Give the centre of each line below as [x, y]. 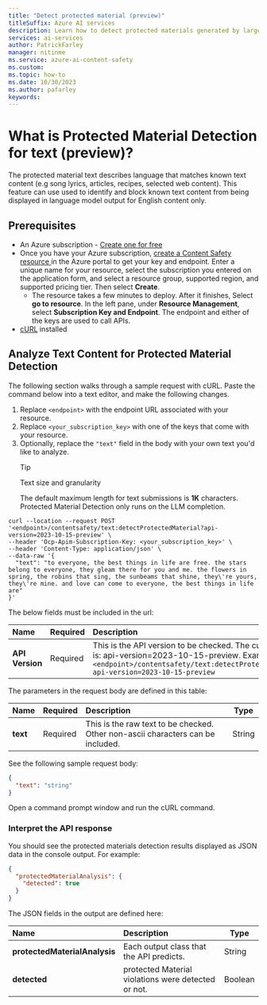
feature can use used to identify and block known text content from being [129, 192]
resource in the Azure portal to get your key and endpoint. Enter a [127, 262]
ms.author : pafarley [43, 89]
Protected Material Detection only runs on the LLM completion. [122, 506]
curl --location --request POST [62, 521]
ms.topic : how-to [37, 75]
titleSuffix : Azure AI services [62, 23]
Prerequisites [42, 225]
